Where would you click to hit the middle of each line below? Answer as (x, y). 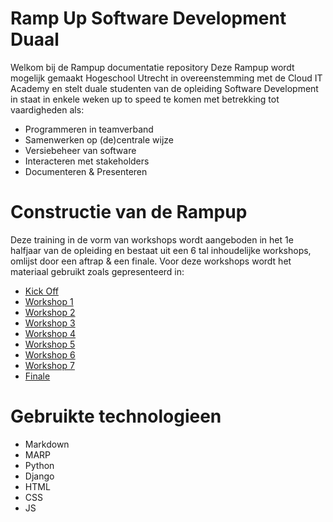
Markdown (47, 444)
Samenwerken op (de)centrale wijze (99, 139)
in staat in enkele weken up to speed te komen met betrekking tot (145, 99)
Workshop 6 (50, 354)
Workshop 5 (50, 344)
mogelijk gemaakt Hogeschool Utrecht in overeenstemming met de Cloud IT (166, 78)
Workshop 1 (49, 301)
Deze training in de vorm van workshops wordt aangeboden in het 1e (152, 239)
